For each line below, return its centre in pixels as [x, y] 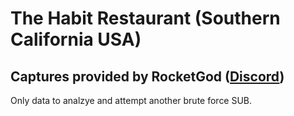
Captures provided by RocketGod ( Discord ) [147, 76]
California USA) [76, 39]
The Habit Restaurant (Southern [145, 18]
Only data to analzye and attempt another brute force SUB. [131, 100]
